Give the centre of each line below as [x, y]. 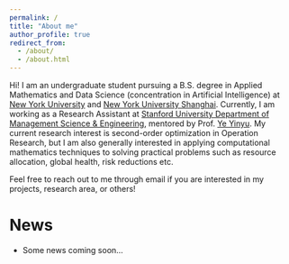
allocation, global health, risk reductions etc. [91, 162]
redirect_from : [38, 43]
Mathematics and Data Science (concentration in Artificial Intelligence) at [145, 95]
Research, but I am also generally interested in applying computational [140, 142]
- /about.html [44, 59]
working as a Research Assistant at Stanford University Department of [140, 114]
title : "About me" [44, 26]
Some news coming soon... [72, 250]
